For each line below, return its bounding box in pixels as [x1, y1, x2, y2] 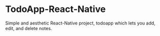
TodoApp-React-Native [5, 3, 106, 15]
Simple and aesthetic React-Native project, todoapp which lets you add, [5, 20, 156, 26]
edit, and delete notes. [5, 25, 52, 31]
